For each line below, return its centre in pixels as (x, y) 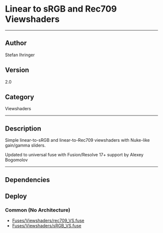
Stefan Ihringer (20, 55)
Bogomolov (16, 160)
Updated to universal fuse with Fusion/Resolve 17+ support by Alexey (74, 155)
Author (16, 43)
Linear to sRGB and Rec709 (61, 9)
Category (20, 97)
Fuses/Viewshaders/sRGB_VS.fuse (47, 226)
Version (17, 70)
